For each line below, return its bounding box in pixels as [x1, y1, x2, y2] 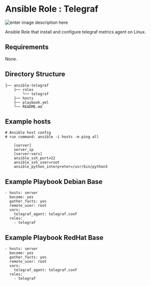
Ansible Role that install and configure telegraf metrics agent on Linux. [5, 29, 146, 35]
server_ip [14, 147, 34, 152]
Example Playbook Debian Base [5, 178, 103, 186]
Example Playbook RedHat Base [5, 233, 104, 242]
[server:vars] [14, 152, 42, 157]
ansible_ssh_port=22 [14, 156, 56, 161]
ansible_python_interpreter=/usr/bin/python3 [14, 164, 108, 169]
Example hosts [5, 117, 51, 125]
